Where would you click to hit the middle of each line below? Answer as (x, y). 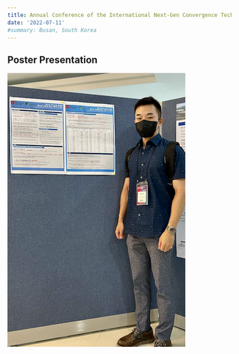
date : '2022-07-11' (36, 22)
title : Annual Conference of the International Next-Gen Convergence (113, 15)
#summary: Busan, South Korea (52, 30)
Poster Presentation (53, 59)
